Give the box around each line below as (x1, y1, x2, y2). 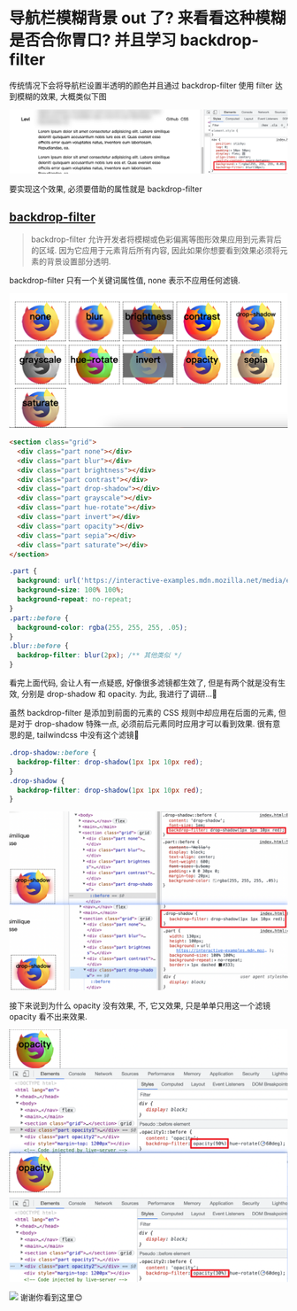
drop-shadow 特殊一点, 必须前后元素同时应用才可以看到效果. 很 (34, 718, 265, 729)
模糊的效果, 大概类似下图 (16, 90, 107, 102)
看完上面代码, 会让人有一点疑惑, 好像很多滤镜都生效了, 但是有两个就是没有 (9, 678, 278, 688)
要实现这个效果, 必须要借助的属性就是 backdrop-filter (9, 183, 202, 194)
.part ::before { (9, 613, 69, 623)
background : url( (17, 577, 81, 586)
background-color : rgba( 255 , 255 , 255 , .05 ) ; (17, 623, 188, 632)
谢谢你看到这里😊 (19, 1292, 83, 1303)
